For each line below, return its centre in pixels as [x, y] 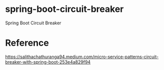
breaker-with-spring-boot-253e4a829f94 [48, 62]
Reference [27, 43]
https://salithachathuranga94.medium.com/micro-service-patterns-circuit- [82, 57]
